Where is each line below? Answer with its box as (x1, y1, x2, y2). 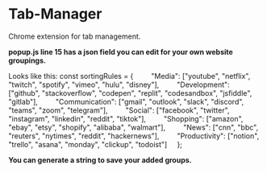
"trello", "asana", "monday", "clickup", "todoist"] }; (8, 139, 183, 149)
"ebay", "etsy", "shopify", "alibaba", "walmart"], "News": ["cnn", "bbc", (8, 122, 259, 132)
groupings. (8, 56, 47, 65)
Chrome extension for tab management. (8, 31, 141, 41)
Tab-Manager (8, 5, 102, 23)
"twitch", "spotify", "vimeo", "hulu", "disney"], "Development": (8, 80, 230, 89)
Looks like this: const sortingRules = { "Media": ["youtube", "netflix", (8, 71, 251, 80)
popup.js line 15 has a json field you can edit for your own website (8, 47, 234, 56)
